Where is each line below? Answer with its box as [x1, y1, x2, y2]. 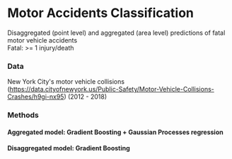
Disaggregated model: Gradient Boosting [7, 144, 131, 153]
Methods [7, 110, 39, 120]
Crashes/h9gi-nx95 [7, 92, 64, 101]
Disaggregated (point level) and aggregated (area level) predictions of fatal [7, 28, 226, 37]
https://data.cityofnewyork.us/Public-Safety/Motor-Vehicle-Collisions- [9, 85, 214, 94]
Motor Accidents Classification [7, 5, 195, 21]
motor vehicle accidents [7, 35, 78, 44]
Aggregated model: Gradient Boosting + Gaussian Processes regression [7, 128, 224, 136]
